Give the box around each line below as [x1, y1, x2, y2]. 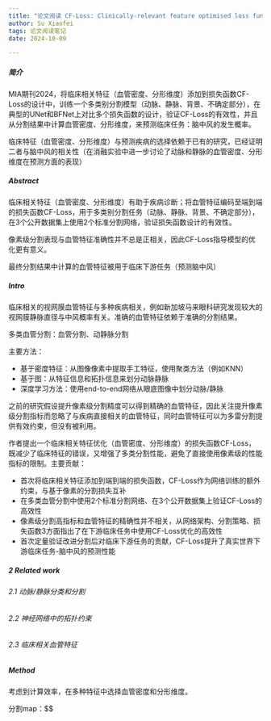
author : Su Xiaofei [8, 19, 74, 27]
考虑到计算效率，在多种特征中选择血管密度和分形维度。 [8, 687, 192, 697]
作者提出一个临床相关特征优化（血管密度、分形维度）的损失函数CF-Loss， [8, 438, 256, 448]
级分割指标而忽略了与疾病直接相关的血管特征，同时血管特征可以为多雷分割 [8, 411, 256, 421]
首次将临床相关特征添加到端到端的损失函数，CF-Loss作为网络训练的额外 [19, 476, 261, 485]
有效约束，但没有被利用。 [15, 421, 101, 431]
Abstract [8, 175, 39, 186]
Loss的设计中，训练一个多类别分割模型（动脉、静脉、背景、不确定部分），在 [8, 99, 261, 109]
